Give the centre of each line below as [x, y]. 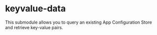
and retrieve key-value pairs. [34, 27]
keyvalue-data [35, 9]
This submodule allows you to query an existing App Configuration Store [79, 22]
